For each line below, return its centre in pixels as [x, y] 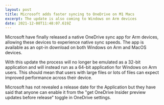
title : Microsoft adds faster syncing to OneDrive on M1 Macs [70, 14]
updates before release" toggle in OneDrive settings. [58, 98]
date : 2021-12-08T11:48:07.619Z [38, 23]
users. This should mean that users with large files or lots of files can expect [82, 73]
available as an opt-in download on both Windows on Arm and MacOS [76, 47]
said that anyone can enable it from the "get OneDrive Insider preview [75, 92]
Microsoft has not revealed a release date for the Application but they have [80, 87]
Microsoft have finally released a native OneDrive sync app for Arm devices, [82, 37]
